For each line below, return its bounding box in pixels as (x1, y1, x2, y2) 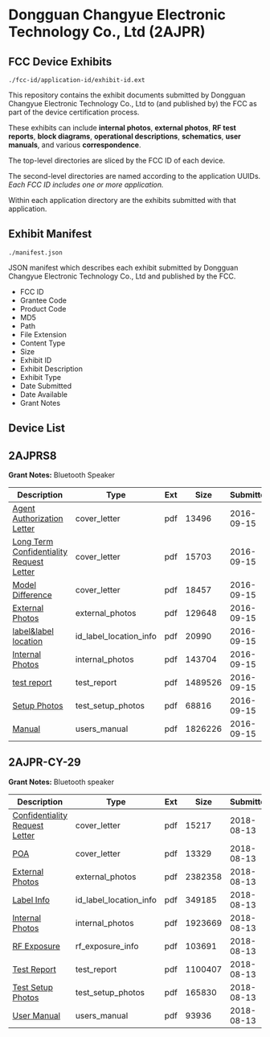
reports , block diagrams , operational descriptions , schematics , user (8, 131, 241, 141)
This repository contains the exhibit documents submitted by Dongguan (8, 90, 246, 100)
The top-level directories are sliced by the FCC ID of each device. (8, 155, 226, 165)
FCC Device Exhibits (8, 55, 112, 68)
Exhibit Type (19, 372, 62, 382)
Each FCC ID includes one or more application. (8, 180, 164, 189)
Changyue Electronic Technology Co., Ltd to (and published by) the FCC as (8, 99, 257, 108)
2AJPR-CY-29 (8, 755, 82, 770)
